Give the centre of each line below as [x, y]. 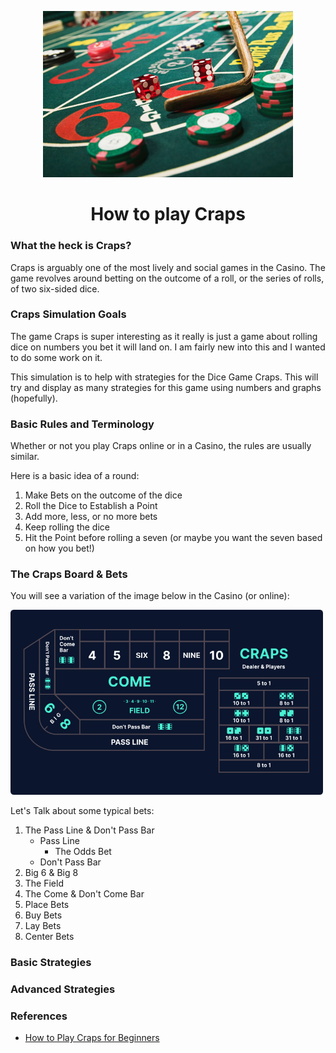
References [39, 1016]
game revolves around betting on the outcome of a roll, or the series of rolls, [167, 278]
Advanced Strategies [63, 989]
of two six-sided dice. [55, 288]
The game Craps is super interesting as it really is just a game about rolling [164, 336]
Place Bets [47, 904]
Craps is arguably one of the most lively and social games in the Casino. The [168, 267]
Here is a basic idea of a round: [75, 476]
